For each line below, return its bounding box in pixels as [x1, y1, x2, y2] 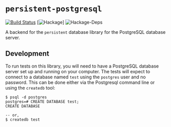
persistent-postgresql [5, 4, 102, 14]
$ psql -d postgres [5, 94, 47, 100]
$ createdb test [5, 117, 40, 122]
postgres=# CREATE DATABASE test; [5, 99, 80, 104]
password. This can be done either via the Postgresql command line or [5, 79, 155, 86]
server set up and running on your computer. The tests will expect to [5, 68, 150, 74]
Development [5, 49, 50, 58]
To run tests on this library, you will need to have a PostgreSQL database [5, 63, 159, 69]
